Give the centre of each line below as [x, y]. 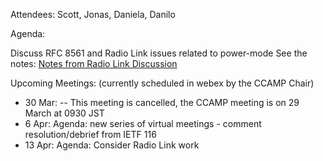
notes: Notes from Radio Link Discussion [94, 63]
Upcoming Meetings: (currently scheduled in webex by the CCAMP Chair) [162, 83]
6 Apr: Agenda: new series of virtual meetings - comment [143, 123]
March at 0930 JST [64, 113]
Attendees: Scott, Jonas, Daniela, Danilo [93, 14]
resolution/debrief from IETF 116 [90, 134]
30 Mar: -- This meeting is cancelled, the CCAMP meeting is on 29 [162, 102]
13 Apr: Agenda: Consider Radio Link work [112, 145]
